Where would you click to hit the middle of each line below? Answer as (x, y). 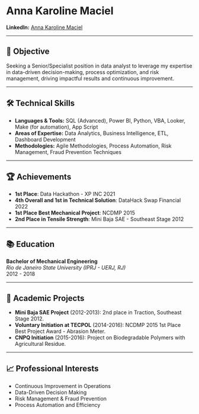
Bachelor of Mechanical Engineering (52, 261)
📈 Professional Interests (52, 369)
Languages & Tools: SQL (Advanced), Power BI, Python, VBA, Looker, (100, 120)
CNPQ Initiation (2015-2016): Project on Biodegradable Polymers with (100, 338)
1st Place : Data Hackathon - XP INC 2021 (65, 194)
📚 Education (31, 244)
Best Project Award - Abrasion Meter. (60, 331)
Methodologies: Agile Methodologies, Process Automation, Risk (93, 146)
